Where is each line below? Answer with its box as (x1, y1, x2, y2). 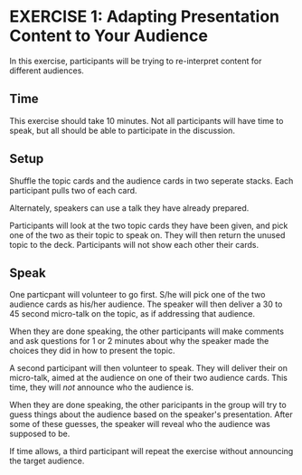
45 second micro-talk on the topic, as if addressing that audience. (9, 309, 256, 319)
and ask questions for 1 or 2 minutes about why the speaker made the (9, 336, 269, 347)
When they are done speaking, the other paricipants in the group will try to (9, 400, 287, 411)
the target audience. (9, 455, 85, 467)
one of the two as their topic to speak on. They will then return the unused (9, 229, 286, 241)
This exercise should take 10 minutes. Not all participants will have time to (9, 115, 284, 126)
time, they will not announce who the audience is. (9, 382, 194, 393)
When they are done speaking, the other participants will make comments (9, 326, 285, 337)
